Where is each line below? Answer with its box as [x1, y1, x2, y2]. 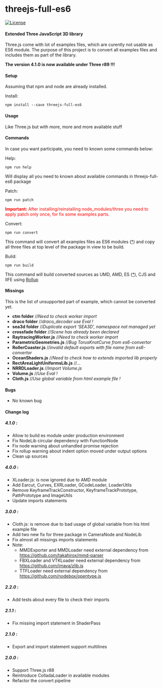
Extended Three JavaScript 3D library [5, 31, 83, 37]
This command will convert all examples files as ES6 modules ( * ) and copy [5, 239, 155, 244]
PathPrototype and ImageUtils [12, 492, 73, 498]
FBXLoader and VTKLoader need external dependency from [19, 557, 141, 563]
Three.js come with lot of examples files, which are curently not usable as [5, 42, 153, 47]
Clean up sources [12, 453, 48, 459]
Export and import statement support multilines [12, 644, 107, 649]
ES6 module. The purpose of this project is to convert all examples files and [5, 47, 157, 53]
